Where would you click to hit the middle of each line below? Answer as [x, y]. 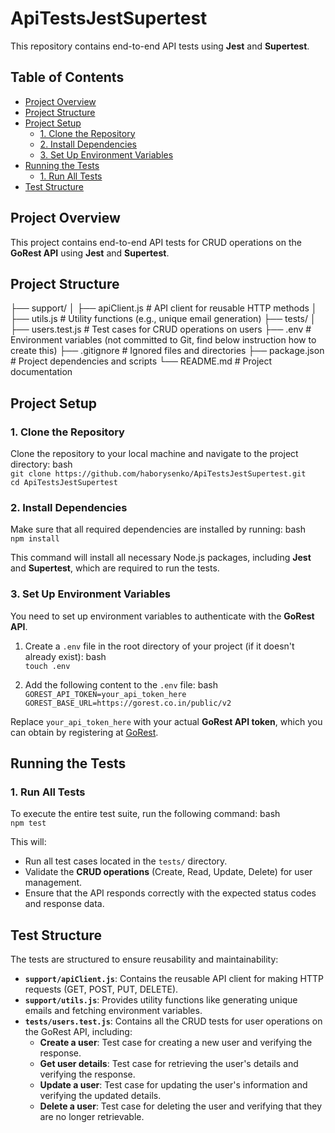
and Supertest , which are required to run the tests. [115, 568]
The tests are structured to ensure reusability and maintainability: [144, 959]
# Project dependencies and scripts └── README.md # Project [141, 361]
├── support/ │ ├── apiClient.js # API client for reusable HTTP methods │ [164, 308]
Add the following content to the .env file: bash [121, 684]
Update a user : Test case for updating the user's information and [173, 1085]
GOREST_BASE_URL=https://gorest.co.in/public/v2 [128, 703]
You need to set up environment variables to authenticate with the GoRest [162, 616]
